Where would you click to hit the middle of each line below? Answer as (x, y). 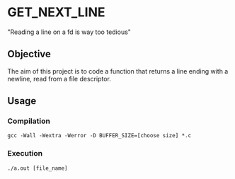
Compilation (29, 121)
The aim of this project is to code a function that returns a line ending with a (118, 71)
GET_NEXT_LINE (56, 12)
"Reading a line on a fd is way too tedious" (69, 32)
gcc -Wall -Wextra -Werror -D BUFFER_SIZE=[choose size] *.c (99, 136)
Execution (25, 154)
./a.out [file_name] (38, 168)
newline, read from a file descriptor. (59, 79)
